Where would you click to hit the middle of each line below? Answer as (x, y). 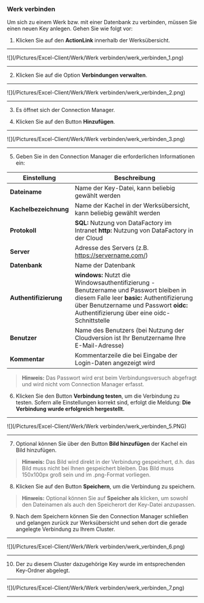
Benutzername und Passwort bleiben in (131, 291)
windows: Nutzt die (103, 275)
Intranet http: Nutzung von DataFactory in (134, 231)
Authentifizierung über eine (114, 313)
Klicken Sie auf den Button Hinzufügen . (65, 122)
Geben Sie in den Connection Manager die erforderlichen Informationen (105, 157)
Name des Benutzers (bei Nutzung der (129, 331)
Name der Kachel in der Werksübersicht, (132, 206)
